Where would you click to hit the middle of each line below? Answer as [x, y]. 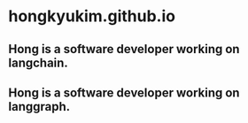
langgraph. [39, 107]
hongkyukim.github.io [92, 16]
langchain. [38, 62]
